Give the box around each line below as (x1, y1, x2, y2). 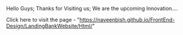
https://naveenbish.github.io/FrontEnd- (79, 16, 175, 23)
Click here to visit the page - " (6, 16, 80, 23)
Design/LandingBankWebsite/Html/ (6, 23, 92, 29)
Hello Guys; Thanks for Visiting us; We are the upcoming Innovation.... (6, 5, 178, 12)
